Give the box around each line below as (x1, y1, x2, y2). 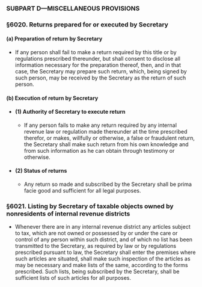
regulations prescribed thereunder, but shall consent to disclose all (14, 55, 180, 63)
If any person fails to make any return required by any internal (23, 122, 177, 129)
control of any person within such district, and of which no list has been (14, 236, 192, 243)
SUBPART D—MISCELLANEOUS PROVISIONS (6, 4, 140, 13)
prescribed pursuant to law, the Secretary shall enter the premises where (14, 248, 196, 256)
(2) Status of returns (14, 167, 67, 174)
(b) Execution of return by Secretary (6, 94, 99, 102)
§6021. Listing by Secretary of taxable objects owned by (6, 202, 174, 210)
